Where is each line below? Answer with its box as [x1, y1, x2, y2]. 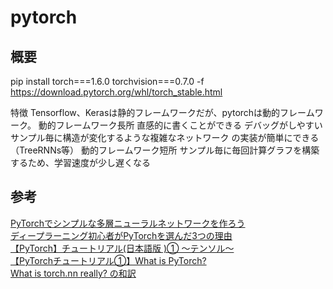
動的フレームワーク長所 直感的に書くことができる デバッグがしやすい [38, 119, 323, 131]
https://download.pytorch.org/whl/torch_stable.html [10, 86, 223, 98]
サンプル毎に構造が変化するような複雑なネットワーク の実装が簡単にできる [10, 132, 320, 143]
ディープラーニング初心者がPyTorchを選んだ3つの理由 [10, 229, 233, 241]
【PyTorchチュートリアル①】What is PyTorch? [10, 254, 207, 266]
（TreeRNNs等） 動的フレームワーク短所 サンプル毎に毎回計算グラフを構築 [10, 144, 320, 156]
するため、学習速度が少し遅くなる [10, 157, 151, 168]
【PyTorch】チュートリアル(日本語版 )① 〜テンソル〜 [10, 242, 235, 254]
